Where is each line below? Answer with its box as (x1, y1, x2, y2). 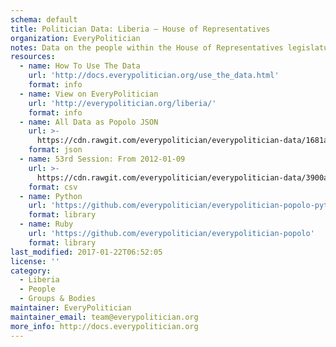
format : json (28, 145, 83, 155)
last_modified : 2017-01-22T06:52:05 (10, 247, 163, 257)
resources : (10, 52, 56, 62)
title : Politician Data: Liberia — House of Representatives (10, 24, 271, 34)
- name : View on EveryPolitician (19, 89, 159, 99)
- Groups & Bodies (19, 294, 97, 304)
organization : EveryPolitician (10, 33, 141, 43)
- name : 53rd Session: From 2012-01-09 (19, 154, 186, 164)
